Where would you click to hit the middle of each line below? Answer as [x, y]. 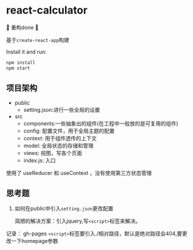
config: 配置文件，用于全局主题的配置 [69, 131]
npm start [18, 68]
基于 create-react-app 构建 [38, 40]
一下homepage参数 [35, 241]
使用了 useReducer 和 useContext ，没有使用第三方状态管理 [79, 173]
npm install [21, 63]
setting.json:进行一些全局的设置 [62, 109]
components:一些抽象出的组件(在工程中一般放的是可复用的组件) [101, 123]
